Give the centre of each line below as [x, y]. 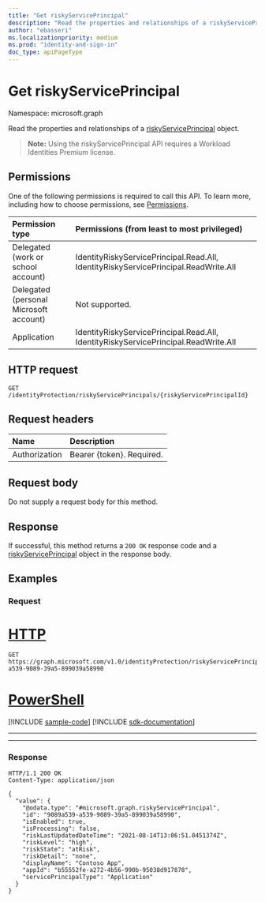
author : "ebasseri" [40, 30]
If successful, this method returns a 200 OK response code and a [112, 545]
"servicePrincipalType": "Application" [88, 878]
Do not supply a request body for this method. [83, 502]
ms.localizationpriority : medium [63, 38]
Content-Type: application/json [61, 780]
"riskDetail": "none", [60, 857]
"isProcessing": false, [62, 829]
